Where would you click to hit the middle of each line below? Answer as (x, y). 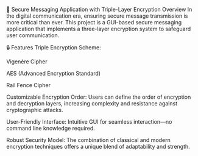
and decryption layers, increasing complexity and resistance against (92, 103)
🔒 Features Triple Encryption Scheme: (54, 48)
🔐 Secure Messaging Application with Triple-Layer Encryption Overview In (99, 9)
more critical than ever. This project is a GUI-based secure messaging (94, 22)
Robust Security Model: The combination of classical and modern (88, 140)
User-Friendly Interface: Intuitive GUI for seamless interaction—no (89, 122)
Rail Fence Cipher (28, 85)
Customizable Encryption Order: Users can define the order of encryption (99, 97)
